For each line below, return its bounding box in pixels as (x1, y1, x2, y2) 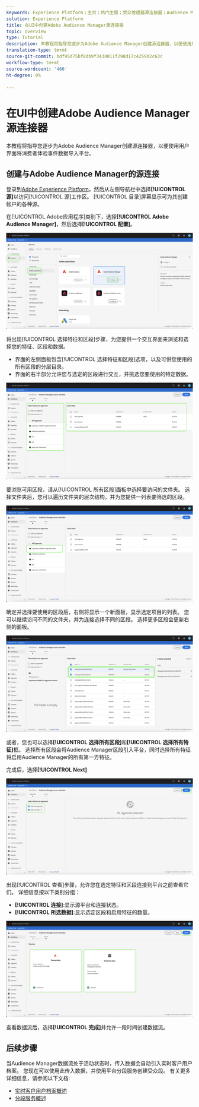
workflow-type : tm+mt (6, 59, 60, 65)
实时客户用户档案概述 (14, 1087, 67, 1095)
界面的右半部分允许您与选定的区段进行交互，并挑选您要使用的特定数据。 (14, 371, 191, 378)
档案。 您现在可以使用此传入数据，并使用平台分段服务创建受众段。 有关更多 (6, 1067, 191, 1074)
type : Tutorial (6, 34, 44, 41)
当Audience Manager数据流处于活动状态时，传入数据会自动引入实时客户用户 (6, 1060, 193, 1067)
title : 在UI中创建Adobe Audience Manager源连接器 (6, 22, 124, 28)
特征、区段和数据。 (21, 343, 69, 350)
